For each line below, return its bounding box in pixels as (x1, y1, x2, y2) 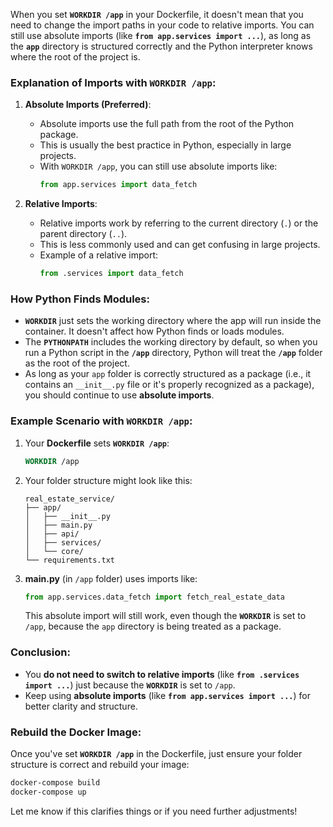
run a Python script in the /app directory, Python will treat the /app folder (24, 347, 323, 359)
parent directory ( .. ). (39, 228, 128, 240)
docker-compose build (10, 777, 101, 788)
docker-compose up (10, 787, 87, 797)
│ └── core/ (24, 546, 84, 556)
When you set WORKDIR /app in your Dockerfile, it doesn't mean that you (10, 9, 304, 20)
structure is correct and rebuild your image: (10, 758, 190, 770)
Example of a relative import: (39, 249, 158, 261)
